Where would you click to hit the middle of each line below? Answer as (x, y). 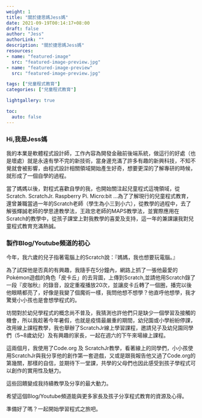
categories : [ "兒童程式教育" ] (41, 90)
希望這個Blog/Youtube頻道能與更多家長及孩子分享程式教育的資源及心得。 (97, 396)
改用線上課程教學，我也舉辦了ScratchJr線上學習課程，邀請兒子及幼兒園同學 (100, 328)
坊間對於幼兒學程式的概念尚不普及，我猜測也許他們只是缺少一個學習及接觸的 (101, 313)
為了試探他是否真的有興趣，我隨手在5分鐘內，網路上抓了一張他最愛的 (92, 270)
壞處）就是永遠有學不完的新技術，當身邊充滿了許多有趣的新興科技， (96, 160)
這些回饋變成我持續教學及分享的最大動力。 (59, 383)
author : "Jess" (25, 34)
